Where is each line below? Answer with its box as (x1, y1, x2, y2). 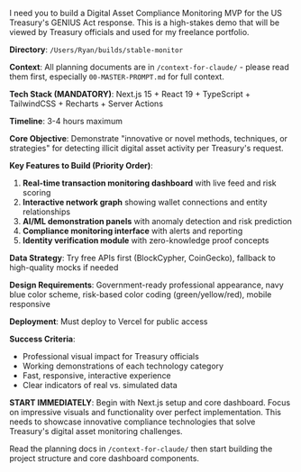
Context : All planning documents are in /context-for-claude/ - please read (9, 62, 290, 72)
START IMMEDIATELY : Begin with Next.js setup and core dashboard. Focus (9, 397, 291, 408)
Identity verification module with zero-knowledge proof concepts (22, 235, 269, 246)
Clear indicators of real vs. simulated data (22, 380, 178, 390)
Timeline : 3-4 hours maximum (9, 116, 123, 126)
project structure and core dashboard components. (9, 453, 200, 463)
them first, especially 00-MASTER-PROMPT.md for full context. (9, 71, 225, 82)
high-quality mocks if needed (9, 262, 119, 273)
